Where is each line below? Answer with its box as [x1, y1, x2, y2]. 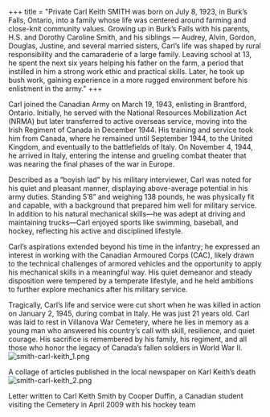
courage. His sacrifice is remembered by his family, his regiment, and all [8, 334, 247, 344]
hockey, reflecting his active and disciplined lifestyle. [8, 226, 183, 236]
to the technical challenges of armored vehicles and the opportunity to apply [8, 259, 262, 268]
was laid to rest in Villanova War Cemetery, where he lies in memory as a [8, 317, 249, 327]
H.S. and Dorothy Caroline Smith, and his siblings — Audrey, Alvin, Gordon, [8, 32, 256, 42]
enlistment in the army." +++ [8, 84, 103, 93]
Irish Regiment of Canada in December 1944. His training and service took [8, 125, 254, 134]
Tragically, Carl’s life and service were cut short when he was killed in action [8, 300, 261, 309]
